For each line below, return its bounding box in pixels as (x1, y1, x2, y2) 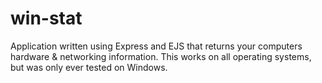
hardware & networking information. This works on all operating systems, (10, 50, 312, 62)
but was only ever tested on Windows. (10, 61, 168, 73)
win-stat (10, 7, 83, 30)
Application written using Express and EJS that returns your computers (10, 40, 303, 52)
